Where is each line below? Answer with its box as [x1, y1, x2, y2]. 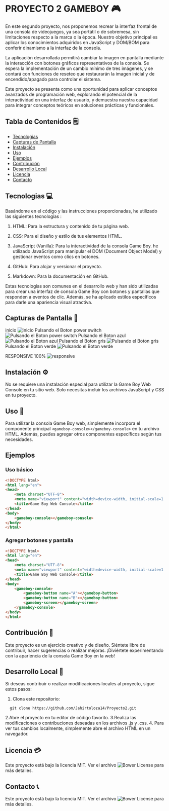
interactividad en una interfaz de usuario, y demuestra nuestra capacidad [5, 96, 158, 103]
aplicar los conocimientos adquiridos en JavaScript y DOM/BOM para [5, 39, 150, 45]
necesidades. [5, 436, 33, 443]
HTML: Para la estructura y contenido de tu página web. [12, 223, 130, 229]
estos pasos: [5, 686, 32, 692]
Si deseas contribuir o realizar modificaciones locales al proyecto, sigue [5, 681, 155, 687]
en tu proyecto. [5, 392, 37, 398]
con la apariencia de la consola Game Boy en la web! [5, 652, 115, 658]
